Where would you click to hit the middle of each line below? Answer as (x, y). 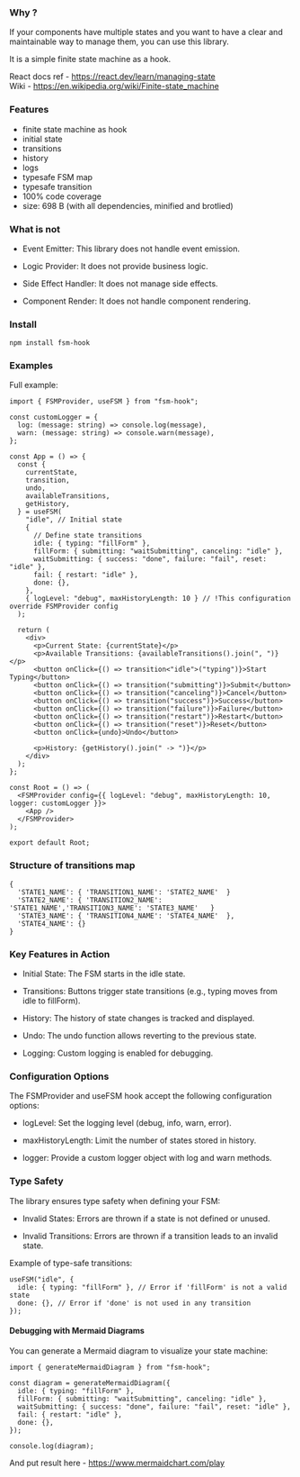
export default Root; (50, 843)
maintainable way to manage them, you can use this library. (119, 41)
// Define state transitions (88, 536)
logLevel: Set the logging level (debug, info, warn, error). (127, 1123)
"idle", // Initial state (74, 520)
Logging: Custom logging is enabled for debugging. (118, 1053)
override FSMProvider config (64, 607)
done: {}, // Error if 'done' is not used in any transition (134, 1303)
